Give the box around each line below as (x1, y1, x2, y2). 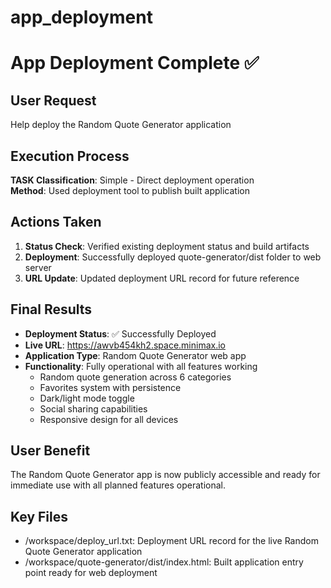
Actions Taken (10, 214, 102, 231)
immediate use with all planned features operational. (10, 479, 226, 491)
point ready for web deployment (24, 567, 158, 579)
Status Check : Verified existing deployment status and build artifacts (24, 240, 310, 252)
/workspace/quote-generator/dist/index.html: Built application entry (24, 556, 304, 568)
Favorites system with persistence (39, 381, 182, 393)
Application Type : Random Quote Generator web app (24, 349, 247, 361)
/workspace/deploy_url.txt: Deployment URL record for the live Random (24, 535, 319, 547)
